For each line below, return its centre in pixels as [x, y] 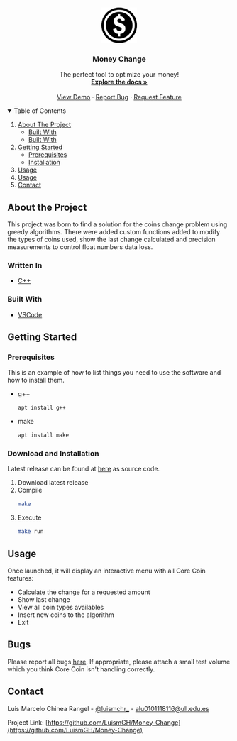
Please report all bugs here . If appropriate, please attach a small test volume [119, 662]
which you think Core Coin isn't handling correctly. [81, 669]
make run [31, 532]
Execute [29, 517]
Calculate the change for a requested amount [84, 592]
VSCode [30, 314]
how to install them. [36, 380]
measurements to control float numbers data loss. [80, 247]
